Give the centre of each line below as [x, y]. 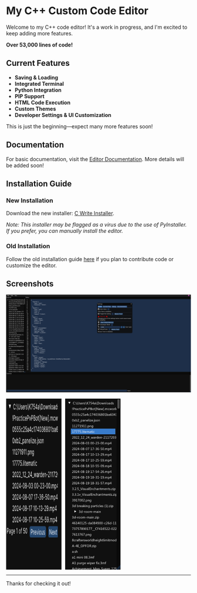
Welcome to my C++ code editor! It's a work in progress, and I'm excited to [97, 27]
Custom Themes [35, 109]
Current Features [38, 63]
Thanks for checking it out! [39, 583]
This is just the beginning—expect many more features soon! [80, 126]
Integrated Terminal [39, 84]
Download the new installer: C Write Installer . [60, 214]
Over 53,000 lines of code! [40, 45]
